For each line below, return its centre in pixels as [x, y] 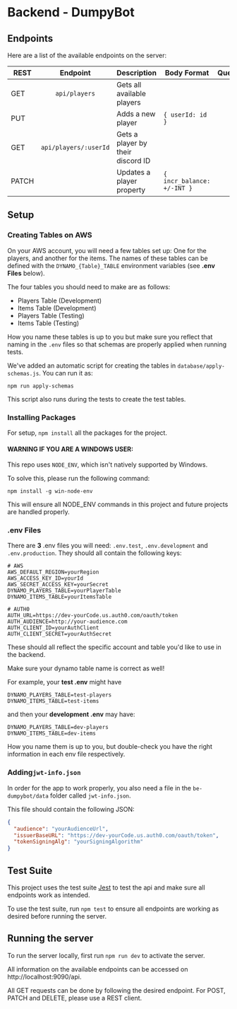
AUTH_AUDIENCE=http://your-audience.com [68, 622]
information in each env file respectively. [66, 754]
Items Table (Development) [57, 308]
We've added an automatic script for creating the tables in [92, 366]
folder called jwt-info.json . [91, 795]
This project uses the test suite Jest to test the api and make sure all [107, 887]
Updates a [133, 172]
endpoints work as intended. [49, 894]
